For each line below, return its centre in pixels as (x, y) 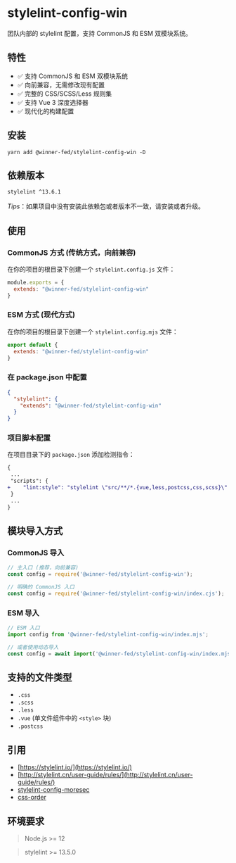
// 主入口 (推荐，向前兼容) (43, 568)
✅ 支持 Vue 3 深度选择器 (53, 102)
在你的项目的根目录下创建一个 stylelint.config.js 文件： (91, 269)
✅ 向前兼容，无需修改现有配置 (61, 84)
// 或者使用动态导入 (33, 647)
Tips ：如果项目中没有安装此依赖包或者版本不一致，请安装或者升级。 (106, 206)
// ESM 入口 (24, 628)
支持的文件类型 (40, 677)
